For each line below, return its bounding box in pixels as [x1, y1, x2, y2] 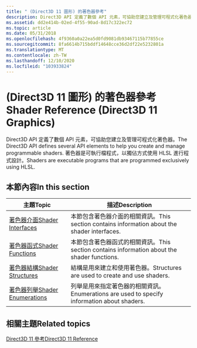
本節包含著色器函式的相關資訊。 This [70, 238, 171, 246]
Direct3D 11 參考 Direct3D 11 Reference [6, 335, 98, 342]
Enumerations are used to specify [70, 290, 164, 298]
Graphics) [6, 116, 56, 129]
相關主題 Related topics [6, 319, 91, 329]
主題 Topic [23, 201, 51, 209]
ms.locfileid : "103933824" [6, 63, 72, 69]
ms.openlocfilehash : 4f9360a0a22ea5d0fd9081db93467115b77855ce [6, 36, 164, 42]
